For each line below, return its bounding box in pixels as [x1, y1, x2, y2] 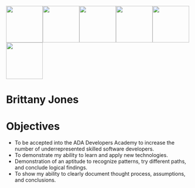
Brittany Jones [6, 93, 79, 107]
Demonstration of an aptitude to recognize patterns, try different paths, [14, 158, 186, 165]
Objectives [6, 120, 60, 133]
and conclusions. [14, 176, 56, 184]
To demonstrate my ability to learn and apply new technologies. [14, 152, 168, 159]
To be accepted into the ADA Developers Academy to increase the [14, 139, 175, 146]
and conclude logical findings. [14, 164, 88, 171]
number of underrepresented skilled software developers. [14, 145, 154, 152]
